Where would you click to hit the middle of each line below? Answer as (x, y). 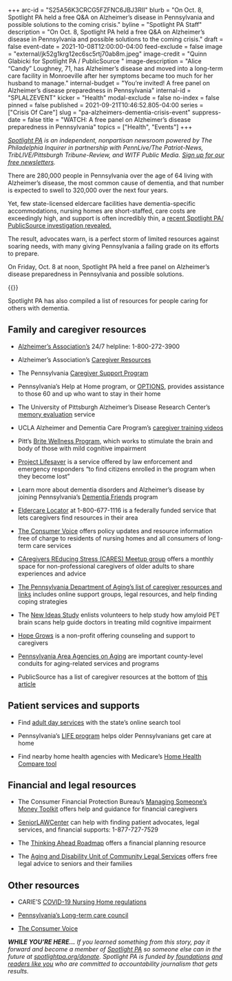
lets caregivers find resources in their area (78, 517)
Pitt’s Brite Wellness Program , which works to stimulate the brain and (115, 441)
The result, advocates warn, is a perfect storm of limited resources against (114, 239)
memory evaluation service (56, 414)
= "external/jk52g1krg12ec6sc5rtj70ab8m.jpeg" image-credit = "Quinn (107, 54)
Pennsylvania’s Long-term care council (73, 916)
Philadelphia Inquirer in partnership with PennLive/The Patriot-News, (106, 148)
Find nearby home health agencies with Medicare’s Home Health (109, 756)
